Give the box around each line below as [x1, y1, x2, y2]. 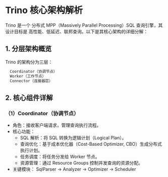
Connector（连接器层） [10, 78, 53, 83]
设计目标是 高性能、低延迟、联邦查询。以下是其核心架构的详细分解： [5, 28, 148, 34]
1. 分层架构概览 [5, 45, 52, 53]
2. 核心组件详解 [5, 94, 53, 102]
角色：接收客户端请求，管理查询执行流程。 [12, 122, 101, 128]
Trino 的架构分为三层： [5, 59, 53, 65]
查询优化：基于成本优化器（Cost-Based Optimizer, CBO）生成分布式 [20, 141, 162, 147]
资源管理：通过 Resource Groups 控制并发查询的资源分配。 [20, 160, 143, 166]
